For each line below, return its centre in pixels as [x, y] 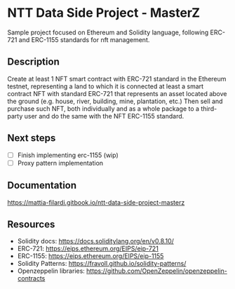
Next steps [32, 138]
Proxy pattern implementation [60, 163]
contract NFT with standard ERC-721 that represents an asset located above [117, 93]
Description [33, 62]
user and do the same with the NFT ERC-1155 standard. [104, 116]
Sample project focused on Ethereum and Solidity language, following [108, 32]
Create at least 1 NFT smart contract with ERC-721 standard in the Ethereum [117, 79]
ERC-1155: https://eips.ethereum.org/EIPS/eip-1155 [90, 256]
